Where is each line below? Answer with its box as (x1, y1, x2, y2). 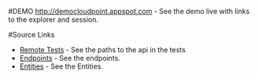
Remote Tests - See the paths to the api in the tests (19, 45, 186, 54)
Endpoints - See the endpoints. (19, 54, 120, 62)
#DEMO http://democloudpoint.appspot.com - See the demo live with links (8, 7, 250, 16)
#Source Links (8, 30, 55, 39)
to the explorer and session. (8, 15, 99, 24)
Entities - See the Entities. (19, 62, 104, 71)
